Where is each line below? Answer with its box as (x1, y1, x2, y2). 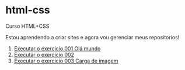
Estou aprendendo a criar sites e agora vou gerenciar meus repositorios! (5, 34, 180, 40)
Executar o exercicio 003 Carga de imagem (13, 57, 118, 64)
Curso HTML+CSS (5, 23, 50, 30)
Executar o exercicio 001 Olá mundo (13, 45, 101, 52)
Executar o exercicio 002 (13, 51, 74, 58)
